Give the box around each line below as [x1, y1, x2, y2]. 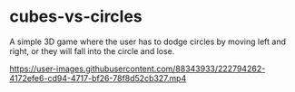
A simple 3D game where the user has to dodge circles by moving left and [9, 36, 287, 47]
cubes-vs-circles [9, 6, 143, 27]
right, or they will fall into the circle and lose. [9, 45, 175, 56]
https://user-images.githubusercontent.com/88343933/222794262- [9, 63, 266, 74]
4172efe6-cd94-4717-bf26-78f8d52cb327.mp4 [9, 72, 187, 83]
